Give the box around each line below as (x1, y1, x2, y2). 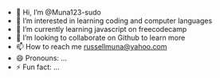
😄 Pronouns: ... (15, 53, 68, 63)
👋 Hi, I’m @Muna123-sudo (15, 8, 101, 17)
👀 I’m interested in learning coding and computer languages (15, 16, 213, 25)
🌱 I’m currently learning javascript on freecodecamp (15, 25, 187, 33)
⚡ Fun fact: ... (15, 62, 60, 72)
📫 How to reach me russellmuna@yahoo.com (15, 42, 167, 51)
